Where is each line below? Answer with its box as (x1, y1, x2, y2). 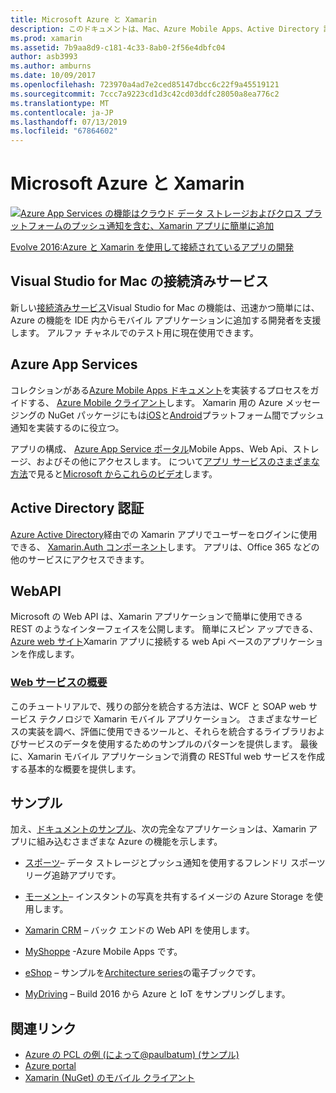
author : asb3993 (10, 52, 78, 62)
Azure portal (24, 1060, 77, 1072)
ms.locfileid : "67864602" (10, 126, 118, 136)
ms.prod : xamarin (10, 33, 83, 43)
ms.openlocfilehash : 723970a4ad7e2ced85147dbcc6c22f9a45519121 (10, 80, 280, 90)
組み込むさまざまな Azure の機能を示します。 (36, 836, 223, 848)
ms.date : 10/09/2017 (10, 71, 97, 81)
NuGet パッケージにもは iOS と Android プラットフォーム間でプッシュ (47, 409, 325, 421)
